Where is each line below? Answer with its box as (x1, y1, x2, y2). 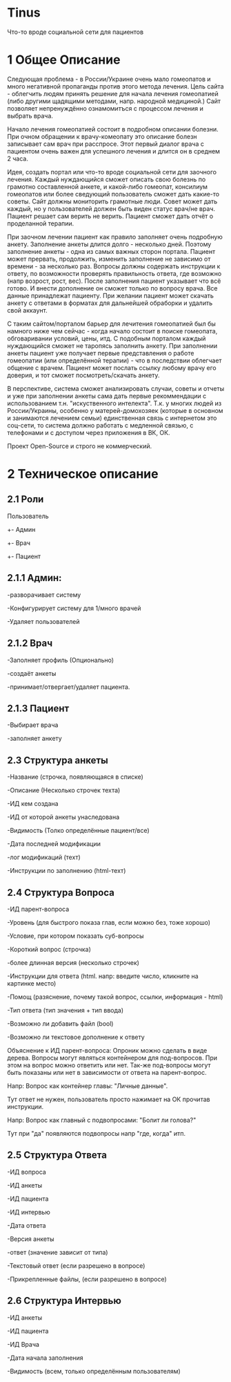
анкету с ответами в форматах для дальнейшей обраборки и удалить (7, 299, 213, 307)
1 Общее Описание (7, 52, 121, 68)
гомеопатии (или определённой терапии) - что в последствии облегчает (7, 356, 222, 365)
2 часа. (7, 154, 29, 163)
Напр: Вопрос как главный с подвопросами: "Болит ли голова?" (7, 1116, 197, 1124)
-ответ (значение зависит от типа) (7, 1248, 108, 1256)
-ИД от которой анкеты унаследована (7, 813, 120, 821)
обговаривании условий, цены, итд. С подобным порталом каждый (7, 334, 206, 342)
